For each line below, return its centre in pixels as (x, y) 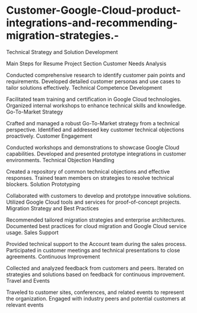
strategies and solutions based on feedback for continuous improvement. (96, 274)
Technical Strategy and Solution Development (62, 52)
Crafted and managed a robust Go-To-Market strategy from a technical (93, 123)
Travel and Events (28, 280)
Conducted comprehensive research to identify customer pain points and (96, 75)
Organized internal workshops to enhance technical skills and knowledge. (96, 105)
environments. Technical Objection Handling (60, 160)
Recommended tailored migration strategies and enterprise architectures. (96, 220)
